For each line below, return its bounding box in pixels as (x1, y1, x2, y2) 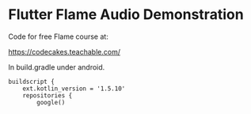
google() (36, 98, 66, 106)
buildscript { (8, 78, 55, 85)
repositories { (22, 91, 73, 100)
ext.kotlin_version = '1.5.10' (22, 85, 126, 93)
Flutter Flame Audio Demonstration (8, 6, 244, 24)
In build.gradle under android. (8, 62, 105, 72)
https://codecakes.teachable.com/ (8, 47, 121, 56)
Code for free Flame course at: (8, 32, 108, 41)
